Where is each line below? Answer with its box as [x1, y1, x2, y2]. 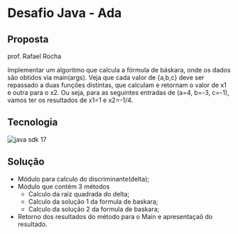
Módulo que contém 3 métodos [17, 182, 110, 191]
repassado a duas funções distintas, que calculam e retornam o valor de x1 [7, 81, 227, 89]
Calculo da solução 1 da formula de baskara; [28, 197, 158, 206]
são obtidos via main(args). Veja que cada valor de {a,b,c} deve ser [7, 73, 205, 82]
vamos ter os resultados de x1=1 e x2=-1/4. [7, 96, 134, 104]
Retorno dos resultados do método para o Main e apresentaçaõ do [17, 212, 213, 221]
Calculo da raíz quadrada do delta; [28, 189, 130, 198]
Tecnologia [7, 116, 58, 128]
